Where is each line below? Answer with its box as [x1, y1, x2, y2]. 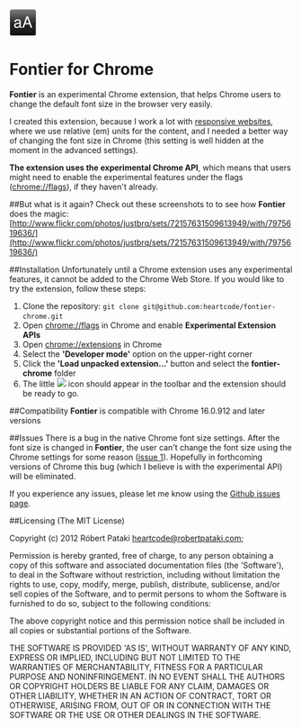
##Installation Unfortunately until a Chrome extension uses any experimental [9, 264, 293, 275]
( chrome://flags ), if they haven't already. [9, 181, 159, 192]
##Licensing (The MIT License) [9, 514, 126, 526]
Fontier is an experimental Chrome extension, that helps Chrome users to [9, 88, 281, 99]
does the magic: [9, 208, 69, 219]
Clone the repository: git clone [22, 300, 139, 311]
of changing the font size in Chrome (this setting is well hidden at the [9, 135, 264, 146]
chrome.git [22, 312, 64, 321]
